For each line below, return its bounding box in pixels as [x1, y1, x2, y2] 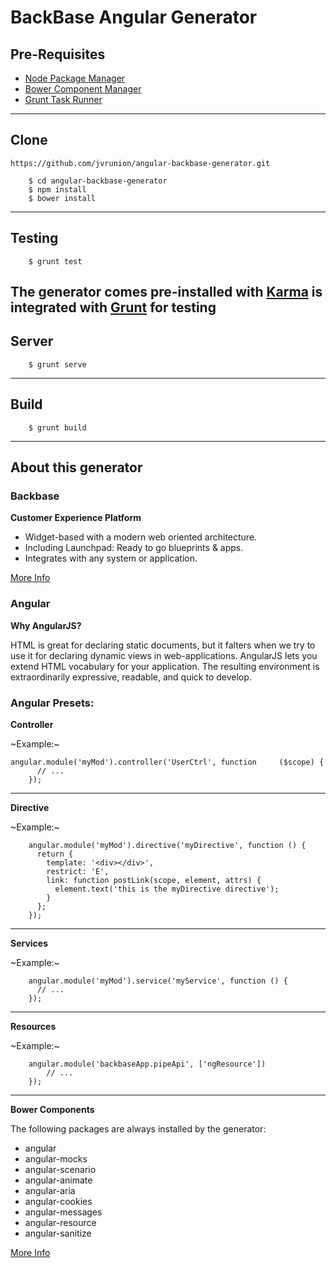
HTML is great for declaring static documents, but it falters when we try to [10, 639, 316, 651]
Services [10, 937, 49, 949]
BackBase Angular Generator [10, 6, 258, 29]
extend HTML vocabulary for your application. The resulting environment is [10, 660, 320, 672]
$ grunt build [28, 422, 87, 433]
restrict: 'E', [46, 866, 110, 876]
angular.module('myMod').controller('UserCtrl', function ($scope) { [10, 757, 325, 767]
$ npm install [28, 184, 87, 195]
